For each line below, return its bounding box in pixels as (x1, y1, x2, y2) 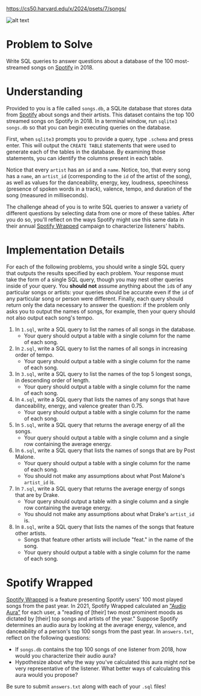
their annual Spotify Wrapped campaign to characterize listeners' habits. (6, 222, 185, 230)
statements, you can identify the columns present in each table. (6, 154, 164, 161)
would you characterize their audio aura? (14, 652, 116, 659)
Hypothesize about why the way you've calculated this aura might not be (14, 658, 196, 665)
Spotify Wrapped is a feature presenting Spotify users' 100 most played (6, 596, 183, 603)
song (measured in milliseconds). (6, 191, 89, 198)
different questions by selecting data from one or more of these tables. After (6, 209, 195, 216)
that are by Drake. (14, 491, 59, 498)
